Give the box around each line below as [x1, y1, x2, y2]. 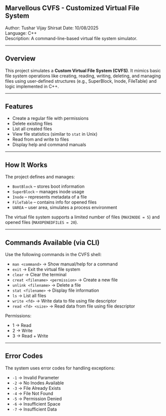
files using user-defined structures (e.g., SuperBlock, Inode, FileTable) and [5, 78, 157, 84]
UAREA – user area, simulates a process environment [12, 205, 118, 210]
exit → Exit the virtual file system [12, 266, 81, 272]
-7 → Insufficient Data [12, 406, 57, 412]
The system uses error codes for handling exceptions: [5, 365, 115, 371]
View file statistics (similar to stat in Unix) [12, 131, 98, 137]
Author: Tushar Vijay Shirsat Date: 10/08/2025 [5, 25, 99, 31]
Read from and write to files [12, 136, 69, 143]
